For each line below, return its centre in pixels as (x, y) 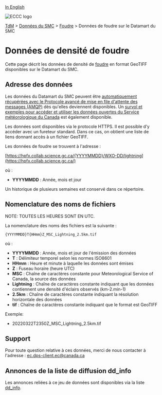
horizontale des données (37, 299)
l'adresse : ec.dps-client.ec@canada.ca (45, 356)
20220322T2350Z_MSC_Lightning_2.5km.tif (56, 323)
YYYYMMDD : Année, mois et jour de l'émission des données (74, 253)
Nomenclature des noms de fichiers (60, 205)
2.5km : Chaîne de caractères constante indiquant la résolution (75, 294)
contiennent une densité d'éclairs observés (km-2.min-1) (69, 289)
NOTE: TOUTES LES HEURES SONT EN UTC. (50, 216)
